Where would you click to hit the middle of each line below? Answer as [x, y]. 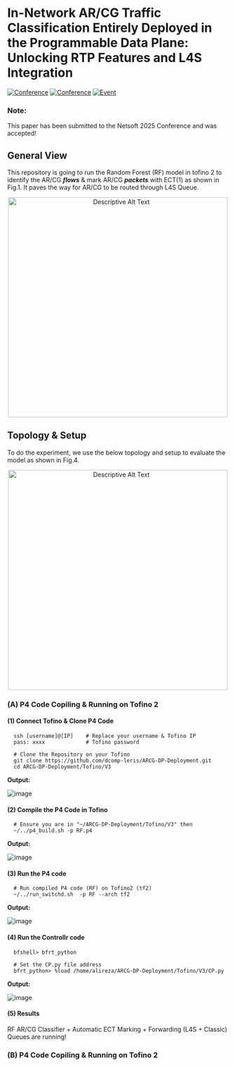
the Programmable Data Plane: [98, 43]
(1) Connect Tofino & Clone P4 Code [61, 721]
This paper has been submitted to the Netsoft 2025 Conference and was [112, 126]
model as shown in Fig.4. [43, 460]
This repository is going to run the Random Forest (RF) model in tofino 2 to [115, 172]
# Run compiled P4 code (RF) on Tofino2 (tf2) [83, 888]
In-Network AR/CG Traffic [84, 13]
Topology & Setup [47, 435]
